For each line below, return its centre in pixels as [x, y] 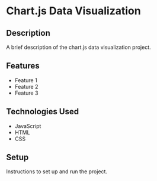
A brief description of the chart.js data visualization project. [78, 47]
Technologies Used [42, 112]
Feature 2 [26, 86]
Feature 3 [26, 93]
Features [23, 66]
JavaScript [28, 126]
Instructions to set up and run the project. [57, 171]
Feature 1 [26, 80]
